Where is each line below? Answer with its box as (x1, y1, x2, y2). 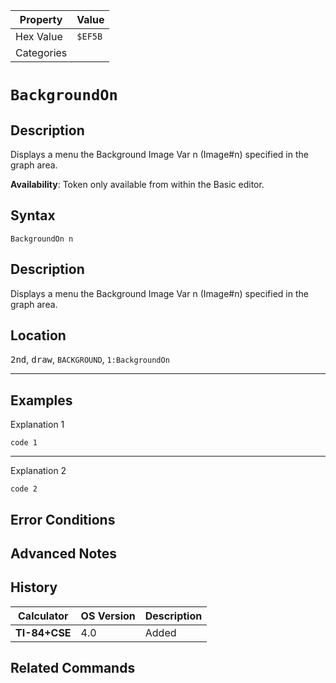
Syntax (10, 207, 56, 224)
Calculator (18, 609, 69, 623)
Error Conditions (10, 511, 116, 528)
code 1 (10, 438, 38, 448)
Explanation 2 (10, 465, 67, 477)
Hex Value (15, 30, 63, 43)
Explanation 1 (10, 419, 65, 431)
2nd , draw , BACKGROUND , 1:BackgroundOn (10, 354, 170, 366)
